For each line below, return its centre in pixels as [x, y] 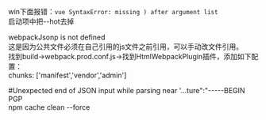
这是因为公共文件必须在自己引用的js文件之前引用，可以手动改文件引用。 [126, 47]
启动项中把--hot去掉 [41, 21]
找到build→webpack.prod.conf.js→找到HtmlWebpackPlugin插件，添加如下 [130, 56]
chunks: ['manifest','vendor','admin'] [67, 75]
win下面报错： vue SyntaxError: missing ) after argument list [113, 11]
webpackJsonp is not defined [57, 37]
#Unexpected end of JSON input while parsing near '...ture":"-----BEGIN [127, 90]
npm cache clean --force [49, 107]
